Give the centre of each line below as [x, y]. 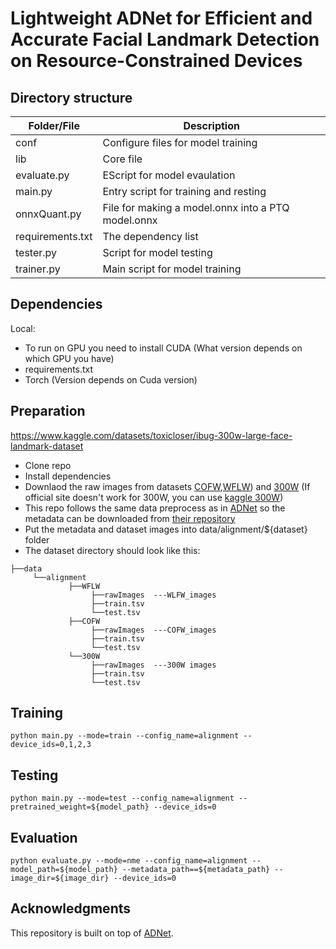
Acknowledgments [71, 908]
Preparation [48, 411]
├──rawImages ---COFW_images [153, 630]
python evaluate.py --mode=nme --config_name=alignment [129, 861]
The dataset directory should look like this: [112, 550]
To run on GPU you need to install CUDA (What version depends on [163, 348]
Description [211, 125]
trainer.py [38, 269]
